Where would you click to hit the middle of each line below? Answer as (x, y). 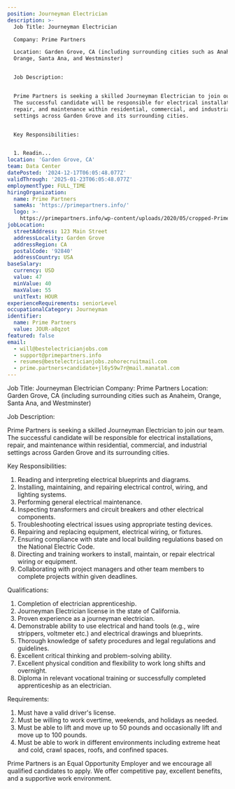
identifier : (24, 316)
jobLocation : (26, 225)
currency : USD (34, 270)
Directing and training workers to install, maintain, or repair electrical (116, 554)
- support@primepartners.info (57, 355)
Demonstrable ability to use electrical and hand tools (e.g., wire (108, 626)
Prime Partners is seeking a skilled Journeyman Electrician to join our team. (116, 430)
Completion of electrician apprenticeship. (77, 604)
